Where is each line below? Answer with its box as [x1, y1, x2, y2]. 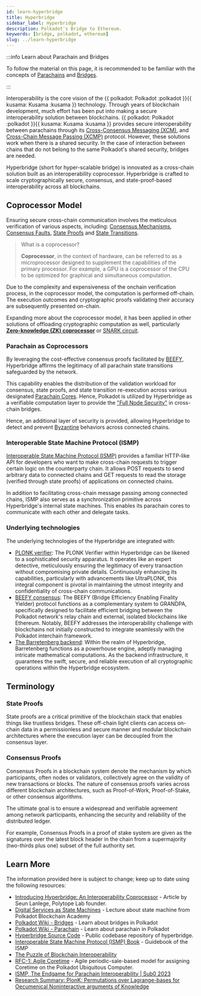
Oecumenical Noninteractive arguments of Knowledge [14, 983, 149, 990]
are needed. [6, 152, 36, 159]
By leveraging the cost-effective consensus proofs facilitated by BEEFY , [6, 355, 184, 363]
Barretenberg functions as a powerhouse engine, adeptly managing [14, 645, 182, 652]
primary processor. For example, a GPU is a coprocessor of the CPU [20, 265, 190, 272]
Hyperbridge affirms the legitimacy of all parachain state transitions [6, 362, 173, 369]
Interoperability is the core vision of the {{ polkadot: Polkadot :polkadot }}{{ [6, 94, 192, 102]
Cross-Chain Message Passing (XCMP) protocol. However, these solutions [6, 133, 191, 140]
